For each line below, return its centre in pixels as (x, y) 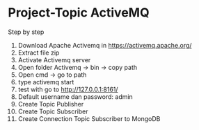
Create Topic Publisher (51, 104)
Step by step (26, 32)
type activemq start (46, 82)
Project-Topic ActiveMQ (79, 13)
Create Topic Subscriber (53, 111)
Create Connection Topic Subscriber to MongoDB (89, 118)
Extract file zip (39, 53)
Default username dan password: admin (75, 96)
